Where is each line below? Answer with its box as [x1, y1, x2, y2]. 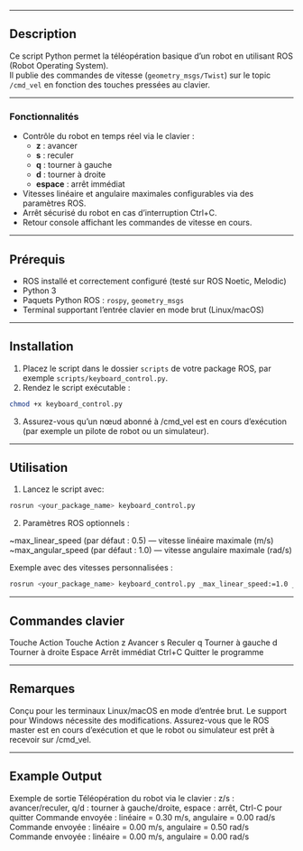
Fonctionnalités [9, 110, 79, 123]
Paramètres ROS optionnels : [22, 518, 130, 529]
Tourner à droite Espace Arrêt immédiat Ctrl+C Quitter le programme [9, 646, 264, 657]
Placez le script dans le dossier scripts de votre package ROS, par [22, 363, 272, 374]
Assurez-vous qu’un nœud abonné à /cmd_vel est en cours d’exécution [22, 416, 287, 427]
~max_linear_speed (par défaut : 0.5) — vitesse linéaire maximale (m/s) [9, 535, 274, 546]
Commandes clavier [9, 613, 124, 628]
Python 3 [22, 285, 57, 296]
